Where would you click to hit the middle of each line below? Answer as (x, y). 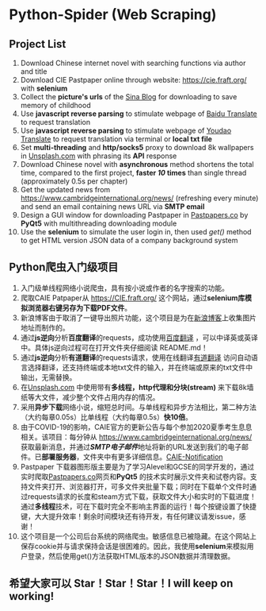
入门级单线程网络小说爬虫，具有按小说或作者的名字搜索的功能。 (124, 288)
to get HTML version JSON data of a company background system (129, 240)
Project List (38, 44)
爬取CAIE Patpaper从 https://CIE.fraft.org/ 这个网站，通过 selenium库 (133, 298)
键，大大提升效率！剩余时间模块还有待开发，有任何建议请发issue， (130, 516)
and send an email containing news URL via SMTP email (112, 207)
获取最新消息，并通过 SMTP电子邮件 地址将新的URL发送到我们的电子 (131, 447)
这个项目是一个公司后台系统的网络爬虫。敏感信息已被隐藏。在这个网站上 (138, 536)
